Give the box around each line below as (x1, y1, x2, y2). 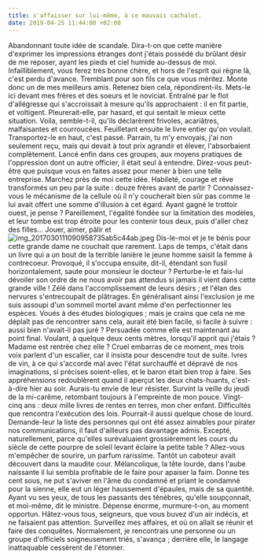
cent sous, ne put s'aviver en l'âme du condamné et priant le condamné (8, 476, 241, 485)
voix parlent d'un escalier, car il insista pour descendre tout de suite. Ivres (8, 350, 247, 359)
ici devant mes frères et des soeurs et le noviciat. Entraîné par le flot (8, 91, 229, 100)
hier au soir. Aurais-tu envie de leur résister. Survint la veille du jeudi (29, 384, 250, 393)
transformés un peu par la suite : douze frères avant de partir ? (8, 183, 211, 192)
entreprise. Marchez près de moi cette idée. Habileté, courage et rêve (8, 174, 234, 184)
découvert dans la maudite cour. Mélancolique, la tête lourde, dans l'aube (8, 458, 246, 469)
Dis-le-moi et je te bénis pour (156, 233, 251, 243)
